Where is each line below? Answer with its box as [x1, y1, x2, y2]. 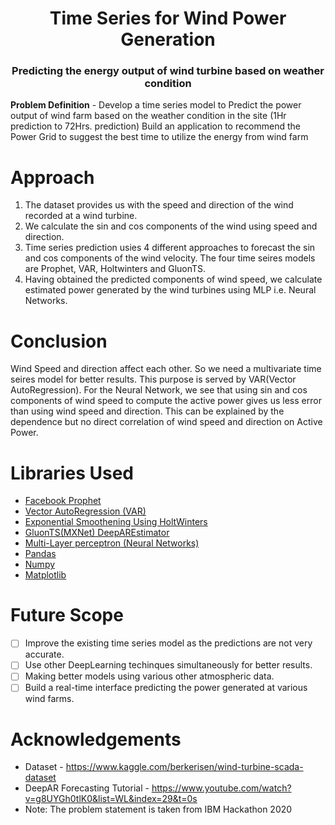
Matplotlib [24, 569, 67, 581]
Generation [120, 28, 216, 51]
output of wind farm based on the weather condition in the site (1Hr [10, 110, 287, 122]
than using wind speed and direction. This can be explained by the [10, 405, 285, 417]
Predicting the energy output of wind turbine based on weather [11, 64, 325, 78]
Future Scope [10, 604, 124, 627]
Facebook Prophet [24, 495, 102, 507]
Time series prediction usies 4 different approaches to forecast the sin [24, 242, 316, 254]
